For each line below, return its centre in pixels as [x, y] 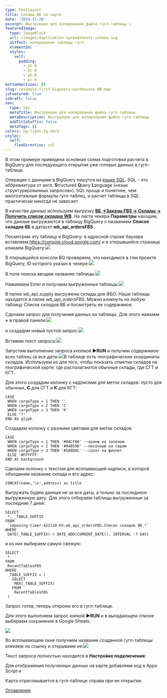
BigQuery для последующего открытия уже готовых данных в [71, 165]
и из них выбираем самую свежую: [43, 543]
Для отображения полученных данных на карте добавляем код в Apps [81, 666]
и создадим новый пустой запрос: [42, 331]
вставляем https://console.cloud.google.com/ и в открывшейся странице [83, 242]
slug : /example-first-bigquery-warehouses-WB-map [58, 89]
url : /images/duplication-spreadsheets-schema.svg [64, 38]
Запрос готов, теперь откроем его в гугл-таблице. [59, 606]
